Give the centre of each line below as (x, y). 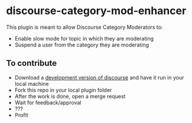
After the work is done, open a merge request (70, 96)
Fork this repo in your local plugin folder (63, 90)
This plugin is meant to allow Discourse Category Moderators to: (84, 27)
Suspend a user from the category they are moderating (82, 45)
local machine (32, 84)
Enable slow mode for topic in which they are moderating (84, 38)
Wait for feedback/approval (48, 102)
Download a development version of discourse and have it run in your (99, 77)
